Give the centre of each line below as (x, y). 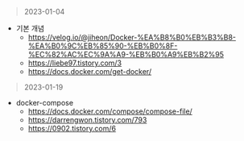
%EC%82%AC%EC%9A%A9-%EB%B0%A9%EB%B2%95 (126, 54)
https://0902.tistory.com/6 (72, 129)
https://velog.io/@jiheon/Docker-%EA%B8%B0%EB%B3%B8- (132, 37)
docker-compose (45, 103)
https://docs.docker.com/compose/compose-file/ (110, 111)
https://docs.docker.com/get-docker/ (89, 71)
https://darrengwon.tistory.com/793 (87, 120)
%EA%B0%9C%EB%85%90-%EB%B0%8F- (103, 46)
